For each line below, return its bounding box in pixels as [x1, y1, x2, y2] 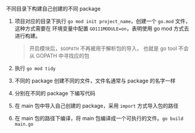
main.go [14, 121, 33, 127]
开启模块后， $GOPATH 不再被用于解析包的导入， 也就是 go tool [29, 45, 177, 52]
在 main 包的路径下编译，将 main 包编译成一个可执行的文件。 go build [14, 115, 184, 122]
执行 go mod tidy [14, 65, 56, 72]
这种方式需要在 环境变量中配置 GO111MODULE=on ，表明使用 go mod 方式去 [14, 25, 189, 32]
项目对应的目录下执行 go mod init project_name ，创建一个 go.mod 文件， [14, 18, 191, 25]
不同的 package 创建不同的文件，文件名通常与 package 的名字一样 [14, 77, 176, 84]
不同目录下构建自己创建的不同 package [6, 5, 101, 12]
